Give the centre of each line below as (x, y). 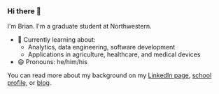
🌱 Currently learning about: (56, 40)
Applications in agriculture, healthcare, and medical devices (114, 54)
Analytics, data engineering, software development (101, 47)
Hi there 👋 (24, 11)
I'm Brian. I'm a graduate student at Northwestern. (79, 26)
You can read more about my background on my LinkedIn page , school (109, 75)
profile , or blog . (29, 83)
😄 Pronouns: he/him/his (52, 62)
